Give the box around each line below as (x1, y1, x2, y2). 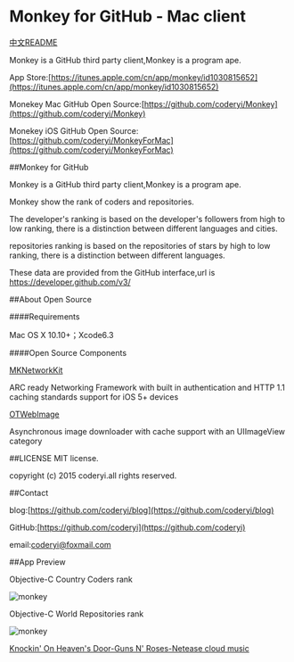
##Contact (9, 487, 49, 498)
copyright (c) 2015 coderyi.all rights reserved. (9, 470, 177, 481)
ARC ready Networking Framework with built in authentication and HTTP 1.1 (9, 382, 285, 393)
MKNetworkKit (9, 364, 63, 376)
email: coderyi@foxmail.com (9, 539, 111, 550)
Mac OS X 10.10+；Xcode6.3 (9, 329, 114, 340)
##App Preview (9, 556, 66, 567)
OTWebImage (9, 409, 60, 419)
